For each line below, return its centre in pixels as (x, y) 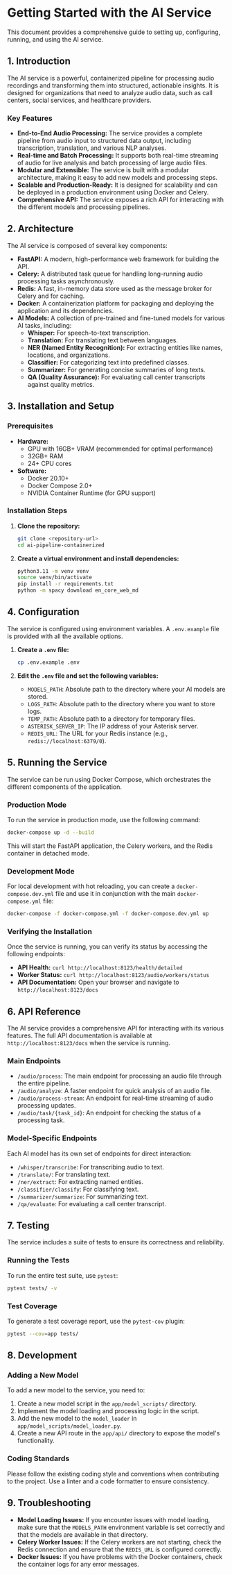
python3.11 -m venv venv (53, 571)
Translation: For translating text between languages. (103, 340)
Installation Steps (37, 510)
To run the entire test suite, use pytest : (63, 1275)
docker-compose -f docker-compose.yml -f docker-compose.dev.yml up (108, 914)
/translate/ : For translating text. (64, 1174)
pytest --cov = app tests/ (43, 1334)
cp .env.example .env (48, 662)
